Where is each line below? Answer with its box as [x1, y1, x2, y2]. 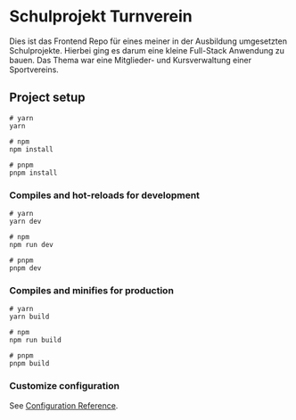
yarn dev [9, 217, 42, 226]
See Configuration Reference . [9, 399, 119, 411]
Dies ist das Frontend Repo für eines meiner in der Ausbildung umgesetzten [9, 36, 288, 46]
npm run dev [9, 241, 53, 250]
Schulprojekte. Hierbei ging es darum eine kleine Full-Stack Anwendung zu [9, 45, 285, 55]
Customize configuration [9, 380, 120, 392]
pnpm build [9, 359, 50, 368]
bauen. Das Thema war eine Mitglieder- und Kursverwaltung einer [9, 54, 252, 65]
